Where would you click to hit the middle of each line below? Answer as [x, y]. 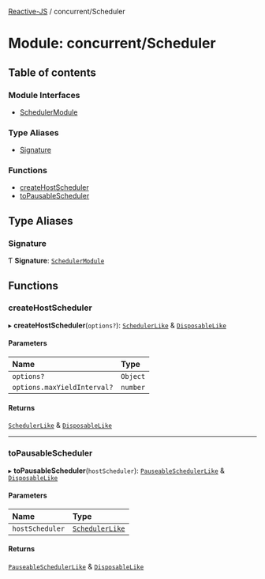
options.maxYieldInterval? [63, 388]
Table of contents [52, 72]
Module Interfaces [44, 95]
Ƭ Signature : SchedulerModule [56, 261]
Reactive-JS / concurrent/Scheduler [67, 11]
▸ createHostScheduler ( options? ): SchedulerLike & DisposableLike [118, 325]
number [133, 388]
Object [133, 377]
